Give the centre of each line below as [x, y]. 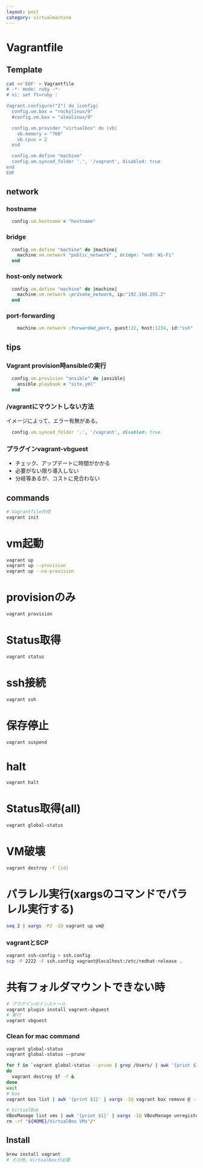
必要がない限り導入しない [47, 471]
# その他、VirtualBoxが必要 [38, 1160]
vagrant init [23, 517]
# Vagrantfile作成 [28, 512]
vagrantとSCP [27, 943]
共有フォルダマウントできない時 [86, 987]
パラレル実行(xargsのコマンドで [86, 894]
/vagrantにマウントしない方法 [50, 406]
